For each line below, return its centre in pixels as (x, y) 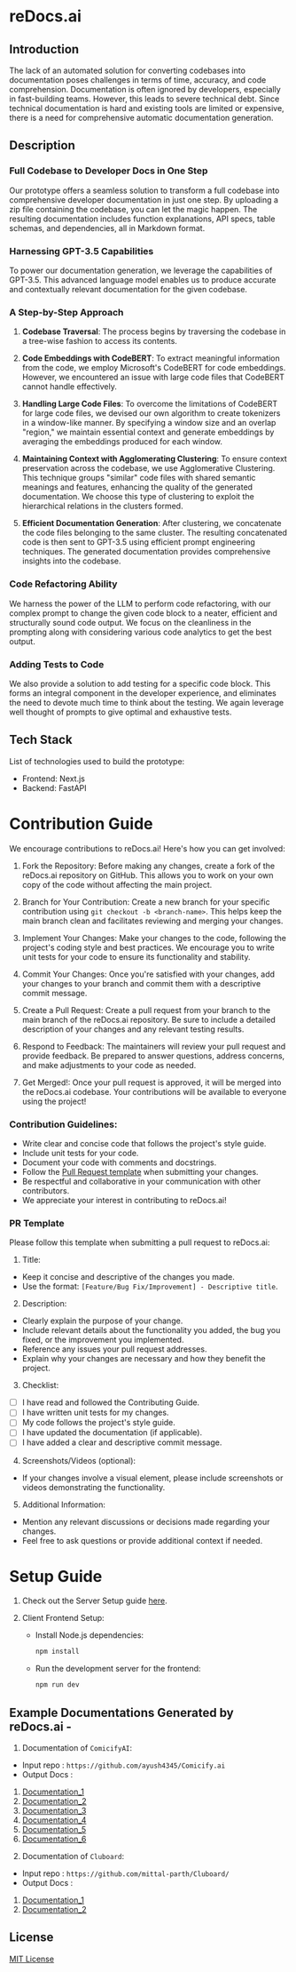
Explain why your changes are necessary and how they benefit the (144, 1359)
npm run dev (57, 1685)
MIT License (32, 1959)
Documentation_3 (54, 1811)
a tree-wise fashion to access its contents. (99, 341)
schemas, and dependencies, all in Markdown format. (107, 228)
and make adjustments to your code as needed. (109, 1065)
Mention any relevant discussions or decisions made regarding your (146, 1521)
